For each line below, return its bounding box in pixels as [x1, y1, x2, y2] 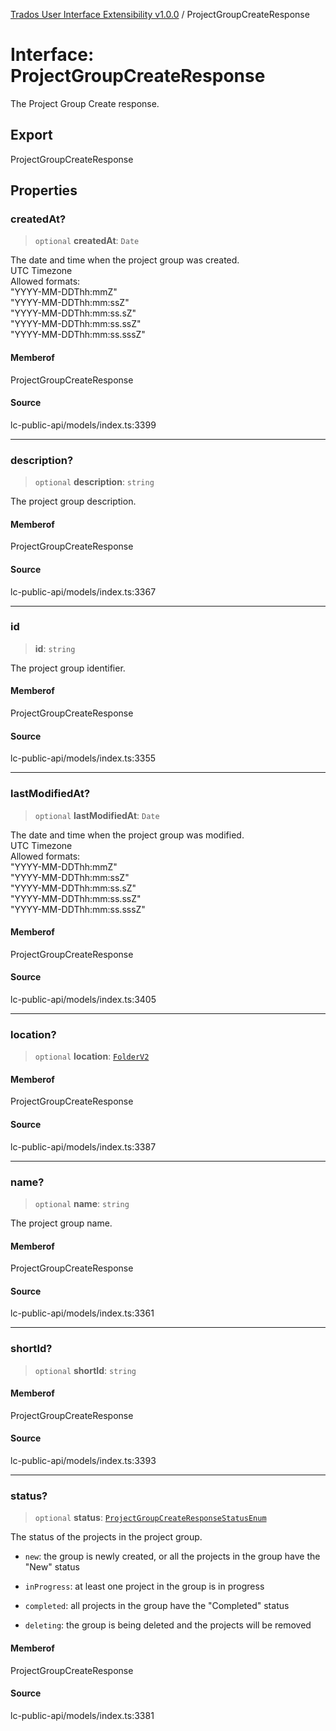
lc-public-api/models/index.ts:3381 [10, 1709, 155, 1721]
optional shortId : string [34, 1364, 137, 1376]
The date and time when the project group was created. [10, 254, 240, 266]
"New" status [24, 1561, 80, 1573]
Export [10, 127, 53, 144]
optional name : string [34, 1197, 130, 1209]
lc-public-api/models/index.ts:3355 [10, 752, 157, 764]
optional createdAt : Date [34, 235, 140, 247]
